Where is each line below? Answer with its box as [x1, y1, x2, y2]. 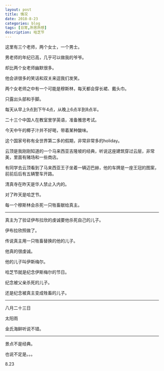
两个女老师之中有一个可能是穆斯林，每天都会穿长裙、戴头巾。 [5, 86, 129, 91]
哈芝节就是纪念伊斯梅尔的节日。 [5, 269, 69, 275]
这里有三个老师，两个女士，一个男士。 [5, 44, 82, 49]
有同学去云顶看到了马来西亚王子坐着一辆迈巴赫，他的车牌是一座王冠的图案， [5, 165, 159, 171]
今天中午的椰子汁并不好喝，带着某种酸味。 [5, 127, 91, 133]
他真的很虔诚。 [5, 248, 35, 254]
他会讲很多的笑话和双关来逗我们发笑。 [5, 75, 82, 81]
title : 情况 [5, 12, 28, 17]
